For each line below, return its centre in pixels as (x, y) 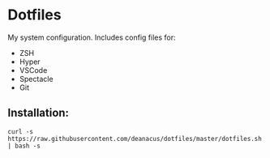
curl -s (21, 131)
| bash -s (24, 146)
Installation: (39, 113)
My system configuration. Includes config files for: (92, 37)
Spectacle (36, 79)
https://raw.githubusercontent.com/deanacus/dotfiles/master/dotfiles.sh (135, 139)
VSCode (33, 70)
